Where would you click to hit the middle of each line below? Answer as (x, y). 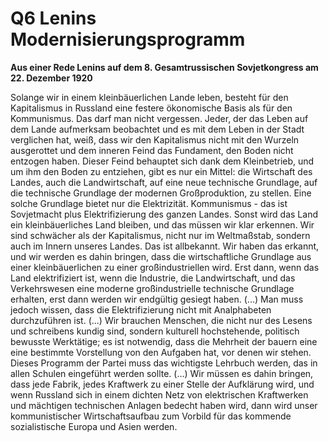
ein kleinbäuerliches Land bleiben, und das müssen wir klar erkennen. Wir (162, 224)
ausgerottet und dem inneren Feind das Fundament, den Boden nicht (152, 150)
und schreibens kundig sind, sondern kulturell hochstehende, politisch (155, 331)
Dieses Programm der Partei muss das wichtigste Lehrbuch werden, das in (164, 363)
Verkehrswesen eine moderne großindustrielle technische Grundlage (152, 288)
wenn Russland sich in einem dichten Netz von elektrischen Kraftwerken (159, 394)
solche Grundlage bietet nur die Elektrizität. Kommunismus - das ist (149, 203)
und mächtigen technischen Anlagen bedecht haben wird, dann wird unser (164, 405)
